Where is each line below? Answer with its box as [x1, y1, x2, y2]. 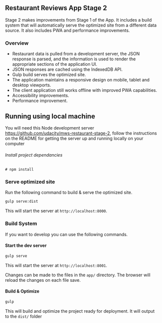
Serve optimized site [5, 179, 55, 186]
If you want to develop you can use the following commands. [5, 231, 128, 237]
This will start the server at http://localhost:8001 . [5, 262, 108, 268]
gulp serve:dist [5, 199, 38, 204]
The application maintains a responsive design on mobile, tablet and [12, 77, 150, 83]
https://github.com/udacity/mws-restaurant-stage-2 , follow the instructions [5, 130, 157, 136]
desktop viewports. [12, 82, 51, 88]
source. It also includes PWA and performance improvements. [5, 27, 130, 33]
